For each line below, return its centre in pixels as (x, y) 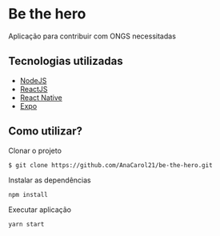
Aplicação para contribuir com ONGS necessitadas (92, 36)
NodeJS (33, 80)
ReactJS (34, 89)
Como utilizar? (45, 132)
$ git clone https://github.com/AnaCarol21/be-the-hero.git (111, 165)
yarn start (26, 224)
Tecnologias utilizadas (66, 61)
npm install (28, 194)
